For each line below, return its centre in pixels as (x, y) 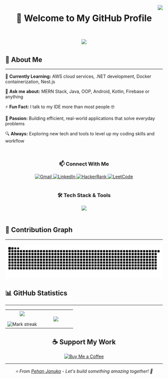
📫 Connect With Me (84, 164)
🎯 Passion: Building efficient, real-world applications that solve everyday (80, 118)
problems (15, 124)
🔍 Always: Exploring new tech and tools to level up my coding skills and (80, 134)
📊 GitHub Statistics (36, 293)
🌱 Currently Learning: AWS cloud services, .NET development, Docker (78, 76)
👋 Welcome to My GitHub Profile (84, 18)
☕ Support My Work (84, 342)
